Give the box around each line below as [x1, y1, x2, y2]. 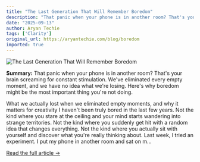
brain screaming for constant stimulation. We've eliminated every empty [6, 75, 183, 83]
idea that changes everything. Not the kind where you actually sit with [6, 125, 177, 132]
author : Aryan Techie [6, 25, 60, 31]
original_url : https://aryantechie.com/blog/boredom [6, 36, 140, 42]
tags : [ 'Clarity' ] [6, 31, 52, 37]
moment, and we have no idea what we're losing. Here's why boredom [6, 82, 179, 89]
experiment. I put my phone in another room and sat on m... [6, 138, 152, 145]
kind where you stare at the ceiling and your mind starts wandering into [6, 112, 181, 119]
